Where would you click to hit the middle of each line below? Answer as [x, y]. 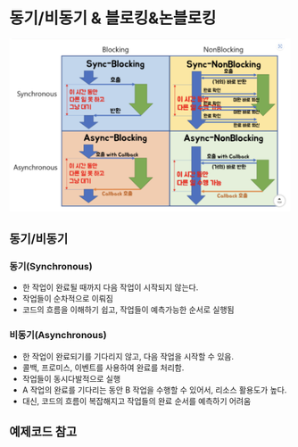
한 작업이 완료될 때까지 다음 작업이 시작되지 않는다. [110, 287]
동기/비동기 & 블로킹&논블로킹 [113, 18]
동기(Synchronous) [51, 266]
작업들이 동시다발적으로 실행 [71, 378]
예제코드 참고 [43, 431]
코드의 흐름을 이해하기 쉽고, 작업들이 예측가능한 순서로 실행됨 [128, 310]
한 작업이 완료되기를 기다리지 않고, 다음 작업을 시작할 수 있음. [128, 356]
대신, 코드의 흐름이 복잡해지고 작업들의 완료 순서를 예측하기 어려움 [137, 401]
